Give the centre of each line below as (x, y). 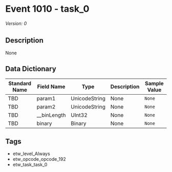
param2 (46, 106)
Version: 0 (16, 23)
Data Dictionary (31, 69)
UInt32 (79, 115)
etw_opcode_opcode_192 (39, 159)
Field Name (51, 87)
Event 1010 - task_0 (47, 9)
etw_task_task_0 (30, 165)
